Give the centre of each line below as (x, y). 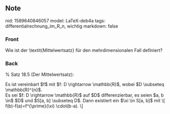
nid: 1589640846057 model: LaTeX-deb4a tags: (55, 20)
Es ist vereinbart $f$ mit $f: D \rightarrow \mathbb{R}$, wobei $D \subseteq (85, 84)
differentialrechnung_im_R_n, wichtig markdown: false (62, 26)
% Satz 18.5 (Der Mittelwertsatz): (40, 75)
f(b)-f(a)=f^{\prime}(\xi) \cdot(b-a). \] (44, 106)
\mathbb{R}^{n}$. (24, 90)
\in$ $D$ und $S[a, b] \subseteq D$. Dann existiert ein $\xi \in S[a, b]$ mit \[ (85, 101)
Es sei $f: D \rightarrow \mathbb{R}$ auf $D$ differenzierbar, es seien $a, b (84, 95)
